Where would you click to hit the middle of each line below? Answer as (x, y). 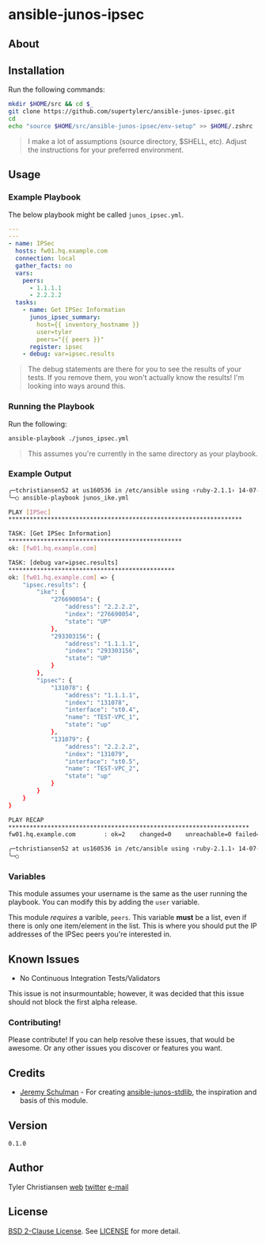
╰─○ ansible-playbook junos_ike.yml (68, 498)
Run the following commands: (57, 89)
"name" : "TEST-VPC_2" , (102, 769)
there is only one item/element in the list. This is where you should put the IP (133, 926)
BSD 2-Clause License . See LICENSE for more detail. (94, 1231)
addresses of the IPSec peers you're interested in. (90, 934)
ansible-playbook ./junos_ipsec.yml (68, 438)
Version (28, 1125)
